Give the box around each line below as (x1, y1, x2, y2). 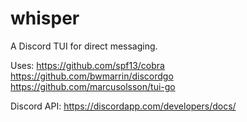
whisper (10, 7, 80, 30)
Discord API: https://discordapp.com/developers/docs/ (10, 100, 237, 112)
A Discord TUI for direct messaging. (10, 40, 158, 52)
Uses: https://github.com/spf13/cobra (10, 59, 165, 71)
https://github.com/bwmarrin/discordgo (10, 70, 174, 82)
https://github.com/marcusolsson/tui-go (10, 80, 176, 92)
